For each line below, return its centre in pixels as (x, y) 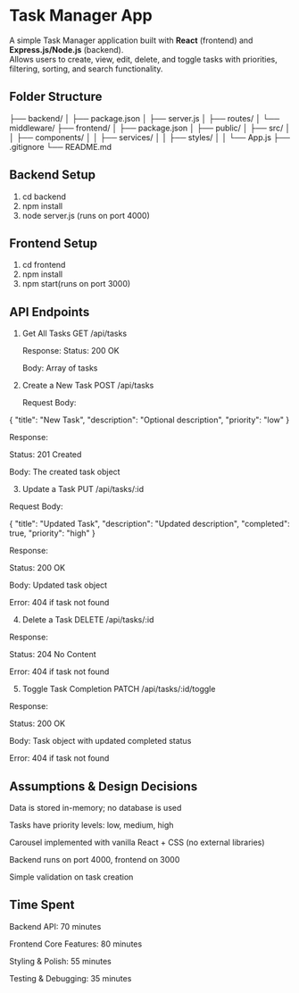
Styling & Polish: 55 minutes (60, 961)
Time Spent (42, 905)
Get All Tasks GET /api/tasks (75, 334)
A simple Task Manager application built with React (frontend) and (131, 40)
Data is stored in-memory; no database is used (96, 808)
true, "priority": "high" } (53, 533)
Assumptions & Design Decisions (104, 786)
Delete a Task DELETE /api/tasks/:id (88, 620)
